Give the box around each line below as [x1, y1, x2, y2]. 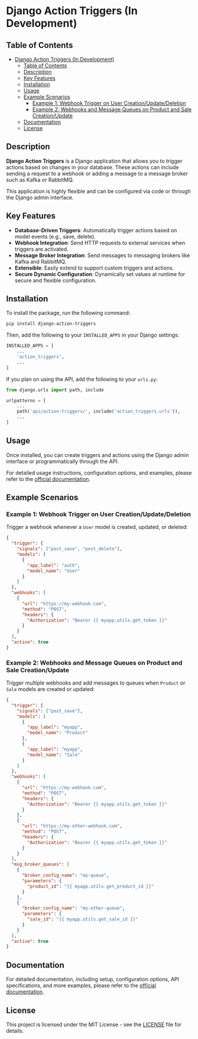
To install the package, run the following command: [6, 310, 131, 317]
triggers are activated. [14, 245, 69, 252]
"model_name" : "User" [27, 568, 81, 574]
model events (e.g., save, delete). [14, 233, 96, 240]
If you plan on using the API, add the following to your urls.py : [6, 376, 158, 383]
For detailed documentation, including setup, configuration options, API [6, 976, 180, 983]
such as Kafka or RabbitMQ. [6, 176, 74, 183]
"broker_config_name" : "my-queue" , [21, 873, 110, 879]
